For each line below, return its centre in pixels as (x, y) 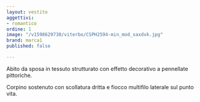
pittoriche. (19, 75)
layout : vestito (27, 12)
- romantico (21, 23)
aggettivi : (20, 18)
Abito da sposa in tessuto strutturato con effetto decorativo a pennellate (97, 68)
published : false (29, 46)
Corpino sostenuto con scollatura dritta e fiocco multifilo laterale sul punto (100, 87)
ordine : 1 (19, 29)
